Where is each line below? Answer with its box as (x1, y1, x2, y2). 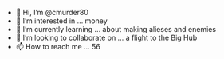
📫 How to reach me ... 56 (15, 42, 101, 51)
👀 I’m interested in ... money (15, 16, 108, 26)
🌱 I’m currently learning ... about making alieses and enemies (15, 25, 217, 33)
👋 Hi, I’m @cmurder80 (15, 8, 89, 17)
